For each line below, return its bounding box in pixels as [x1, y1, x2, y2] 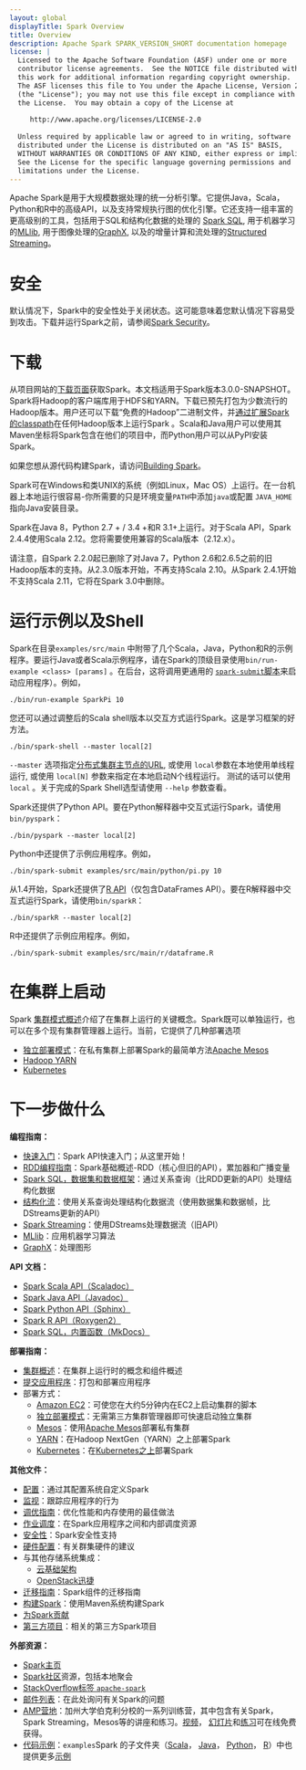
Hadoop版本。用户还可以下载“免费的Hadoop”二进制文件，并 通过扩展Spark [9, 407, 290, 418]
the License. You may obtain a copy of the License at [17, 98, 234, 108]
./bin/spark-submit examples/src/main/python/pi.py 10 [9, 866, 222, 876]
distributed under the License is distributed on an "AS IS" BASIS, [17, 141, 283, 150]
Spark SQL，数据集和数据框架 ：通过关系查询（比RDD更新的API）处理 [22, 1174, 284, 1185]
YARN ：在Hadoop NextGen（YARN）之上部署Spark [36, 1434, 230, 1445]
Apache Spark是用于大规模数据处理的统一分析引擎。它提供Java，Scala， [9, 193, 285, 204]
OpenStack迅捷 [36, 1576, 95, 1587]
